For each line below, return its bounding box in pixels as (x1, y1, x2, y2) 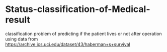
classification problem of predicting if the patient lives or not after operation (5, 30, 162, 36)
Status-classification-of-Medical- (5, 3, 150, 15)
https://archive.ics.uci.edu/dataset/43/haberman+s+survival (5, 41, 130, 47)
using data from (5, 36, 38, 42)
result (5, 14, 30, 25)
